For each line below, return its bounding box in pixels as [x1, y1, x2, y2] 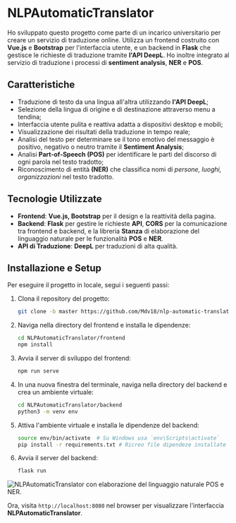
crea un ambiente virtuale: [17, 387, 94, 396]
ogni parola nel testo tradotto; [17, 157, 104, 166]
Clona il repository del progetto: [17, 294, 110, 303]
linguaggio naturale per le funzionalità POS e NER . [17, 234, 163, 243]
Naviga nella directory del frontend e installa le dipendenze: [17, 321, 191, 330]
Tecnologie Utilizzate [7, 193, 102, 205]
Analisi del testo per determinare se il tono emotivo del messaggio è [17, 135, 215, 143]
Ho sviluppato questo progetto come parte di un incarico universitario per [7, 28, 221, 37]
